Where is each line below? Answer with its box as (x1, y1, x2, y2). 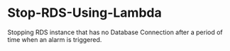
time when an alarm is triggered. (7, 35, 102, 43)
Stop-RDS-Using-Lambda (7, 5, 162, 21)
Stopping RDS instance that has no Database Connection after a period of (7, 28, 224, 36)
